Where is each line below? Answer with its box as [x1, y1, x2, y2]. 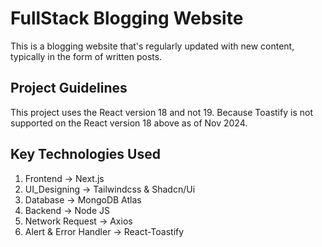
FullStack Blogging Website [10, 7, 244, 30]
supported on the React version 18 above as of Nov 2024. [10, 117, 248, 129]
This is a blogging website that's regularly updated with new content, [10, 40, 295, 52]
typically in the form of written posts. [10, 50, 163, 62]
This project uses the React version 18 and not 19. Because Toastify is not [10, 106, 313, 118]
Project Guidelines [10, 80, 128, 97]
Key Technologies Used [10, 146, 161, 163]
